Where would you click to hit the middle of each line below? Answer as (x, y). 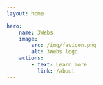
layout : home (25, 13)
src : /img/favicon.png (64, 46)
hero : (14, 26)
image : (28, 39)
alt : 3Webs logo (55, 52)
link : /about (56, 71)
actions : (31, 58)
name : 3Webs (36, 32)
